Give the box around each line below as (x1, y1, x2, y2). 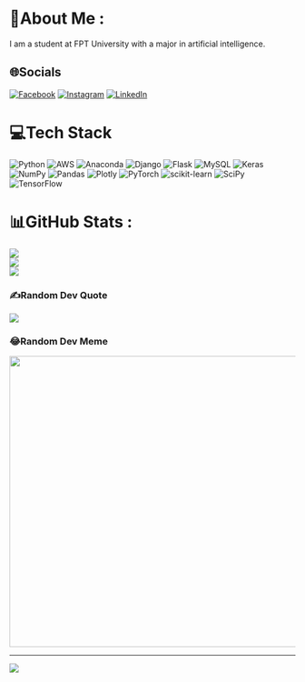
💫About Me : (9, 8, 105, 29)
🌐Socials (9, 65, 62, 80)
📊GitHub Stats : (9, 211, 133, 232)
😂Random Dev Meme (9, 335, 109, 347)
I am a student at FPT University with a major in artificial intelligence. (9, 38, 266, 49)
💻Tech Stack (9, 122, 113, 143)
